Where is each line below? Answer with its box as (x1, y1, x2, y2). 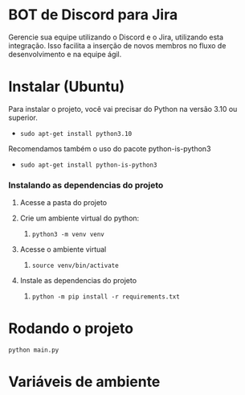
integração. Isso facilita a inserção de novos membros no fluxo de (8, 40, 227, 50)
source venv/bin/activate (31, 261, 119, 270)
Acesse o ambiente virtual (19, 245, 107, 254)
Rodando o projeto (8, 319, 134, 338)
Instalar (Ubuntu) (8, 78, 125, 96)
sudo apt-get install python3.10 (19, 130, 133, 138)
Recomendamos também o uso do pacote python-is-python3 (8, 143, 211, 154)
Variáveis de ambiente (8, 372, 161, 391)
